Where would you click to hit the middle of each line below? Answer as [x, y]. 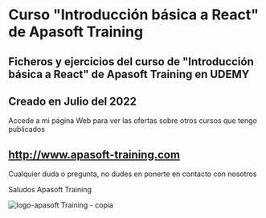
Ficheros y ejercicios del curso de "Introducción [131, 62]
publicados [27, 130]
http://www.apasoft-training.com [94, 154]
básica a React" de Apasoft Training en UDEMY [129, 74]
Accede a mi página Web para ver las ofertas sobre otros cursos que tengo [133, 121]
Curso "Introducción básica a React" [134, 15]
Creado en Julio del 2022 [72, 101]
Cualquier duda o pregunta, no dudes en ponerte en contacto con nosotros [133, 174]
